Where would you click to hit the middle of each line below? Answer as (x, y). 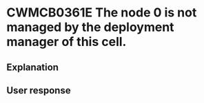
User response (39, 90)
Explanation (33, 67)
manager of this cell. (67, 42)
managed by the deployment (90, 27)
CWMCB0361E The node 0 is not (102, 13)
